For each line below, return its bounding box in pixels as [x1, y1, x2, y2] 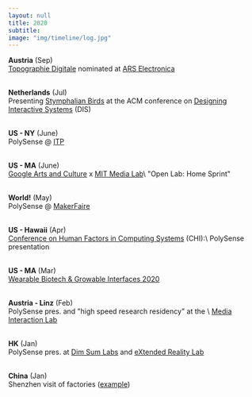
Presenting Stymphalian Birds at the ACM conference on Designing [8, 96, 227, 106]
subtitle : [8, 26, 41, 34]
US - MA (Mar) [8, 266, 57, 276]
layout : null [8, 11, 52, 20]
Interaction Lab [8, 315, 58, 325]
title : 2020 [8, 19, 48, 27]
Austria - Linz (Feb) [8, 299, 74, 308]
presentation [8, 242, 50, 252]
